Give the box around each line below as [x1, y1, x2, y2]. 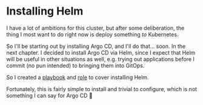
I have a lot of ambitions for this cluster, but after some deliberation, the [6, 24, 185, 32]
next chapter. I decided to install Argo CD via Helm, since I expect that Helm [6, 49, 196, 56]
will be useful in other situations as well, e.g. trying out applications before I [6, 55, 195, 63]
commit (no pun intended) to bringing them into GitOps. [6, 62, 145, 69]
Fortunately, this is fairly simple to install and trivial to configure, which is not [6, 85, 198, 92]
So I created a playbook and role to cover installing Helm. [6, 73, 149, 81]
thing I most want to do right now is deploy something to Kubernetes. [6, 30, 179, 38]
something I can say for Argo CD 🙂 [6, 92, 93, 99]
